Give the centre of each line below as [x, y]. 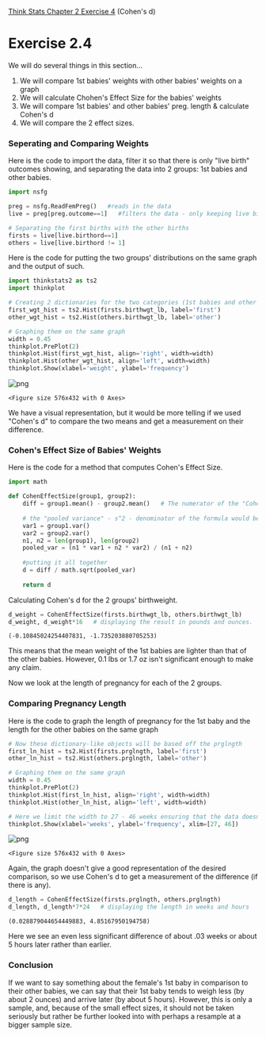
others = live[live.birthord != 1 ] [67, 243]
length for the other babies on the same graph [83, 729]
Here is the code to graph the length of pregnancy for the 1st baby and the [129, 721]
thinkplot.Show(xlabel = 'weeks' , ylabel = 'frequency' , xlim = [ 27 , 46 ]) [123, 824]
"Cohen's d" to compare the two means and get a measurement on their [126, 421]
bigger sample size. [40, 1024]
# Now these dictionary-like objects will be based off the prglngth [125, 744]
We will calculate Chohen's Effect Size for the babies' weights [120, 98]
